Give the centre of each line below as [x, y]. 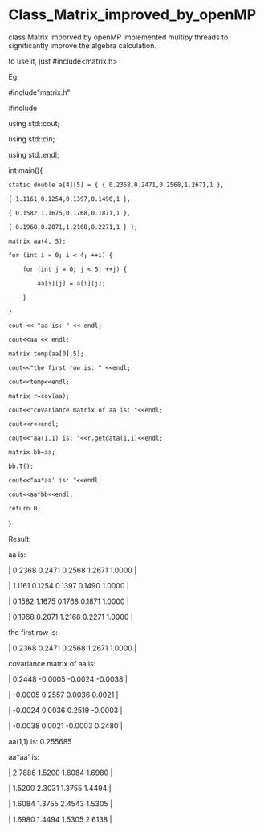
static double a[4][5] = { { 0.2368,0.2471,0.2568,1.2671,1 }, [116, 185]
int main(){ [26, 170]
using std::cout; [34, 123]
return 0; [25, 508]
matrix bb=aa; [32, 452]
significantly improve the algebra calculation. [82, 45]
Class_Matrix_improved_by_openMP [132, 15]
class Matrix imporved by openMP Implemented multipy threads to [118, 37]
